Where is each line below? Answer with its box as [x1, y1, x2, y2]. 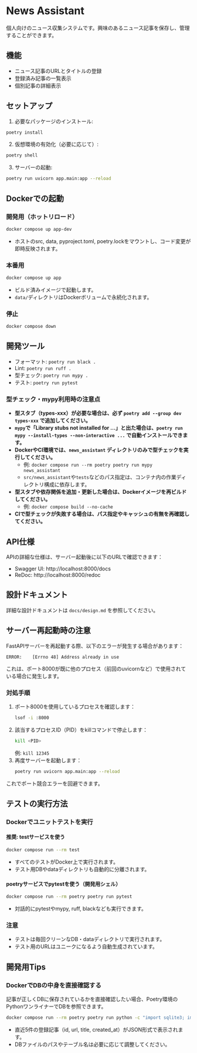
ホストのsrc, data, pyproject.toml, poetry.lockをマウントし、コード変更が [14, 237, 191, 245]
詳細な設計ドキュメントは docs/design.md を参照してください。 [6, 606, 159, 613]
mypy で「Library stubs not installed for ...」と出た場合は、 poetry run [14, 424, 183, 431]
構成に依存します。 [43, 481, 90, 488]
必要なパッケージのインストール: [14, 118, 94, 125]
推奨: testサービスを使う [6, 833, 66, 841]
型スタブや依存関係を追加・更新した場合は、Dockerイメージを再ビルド [14, 489, 187, 496]
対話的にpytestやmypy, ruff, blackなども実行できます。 [14, 905, 147, 912]
